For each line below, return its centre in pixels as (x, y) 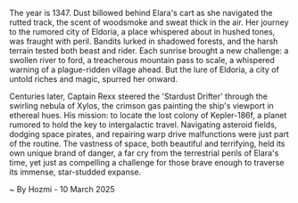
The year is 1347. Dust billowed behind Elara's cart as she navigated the (141, 13)
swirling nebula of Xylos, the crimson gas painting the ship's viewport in (141, 106)
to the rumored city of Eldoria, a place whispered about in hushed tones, (142, 32)
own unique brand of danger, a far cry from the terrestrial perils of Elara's (144, 153)
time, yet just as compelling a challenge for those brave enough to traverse (147, 162)
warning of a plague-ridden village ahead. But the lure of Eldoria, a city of (144, 69)
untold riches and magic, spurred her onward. (94, 79)
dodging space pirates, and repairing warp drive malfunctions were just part (149, 134)
